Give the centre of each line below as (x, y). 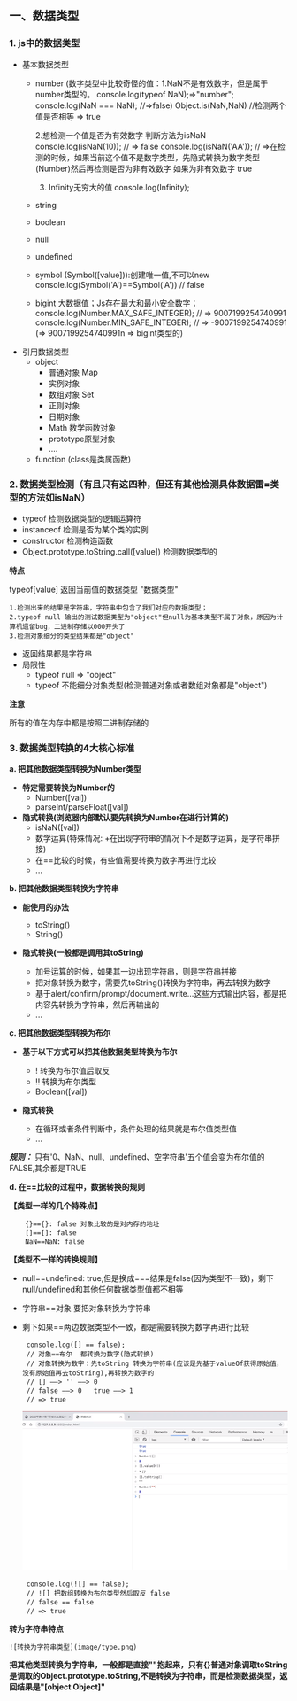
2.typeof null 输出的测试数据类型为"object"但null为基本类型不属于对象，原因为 (143, 617)
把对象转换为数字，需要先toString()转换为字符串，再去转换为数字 (153, 983)
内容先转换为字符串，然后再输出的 (97, 1005)
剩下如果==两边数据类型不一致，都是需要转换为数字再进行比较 (136, 1327)
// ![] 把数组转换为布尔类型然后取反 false (98, 1593)
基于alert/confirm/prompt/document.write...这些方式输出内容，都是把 (161, 994)
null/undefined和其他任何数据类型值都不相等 (103, 1289)
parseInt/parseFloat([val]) (82, 807)
